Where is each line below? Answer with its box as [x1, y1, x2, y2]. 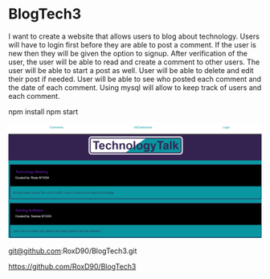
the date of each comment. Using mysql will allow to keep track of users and [8, 82, 262, 92]
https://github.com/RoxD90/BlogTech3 [8, 261, 137, 271]
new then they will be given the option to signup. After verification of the [8, 48, 247, 58]
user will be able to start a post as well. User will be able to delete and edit [8, 65, 255, 75]
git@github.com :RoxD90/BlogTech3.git [8, 246, 137, 256]
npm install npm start [8, 106, 79, 117]
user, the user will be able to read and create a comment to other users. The [8, 57, 260, 67]
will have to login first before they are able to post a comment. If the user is [8, 39, 257, 49]
